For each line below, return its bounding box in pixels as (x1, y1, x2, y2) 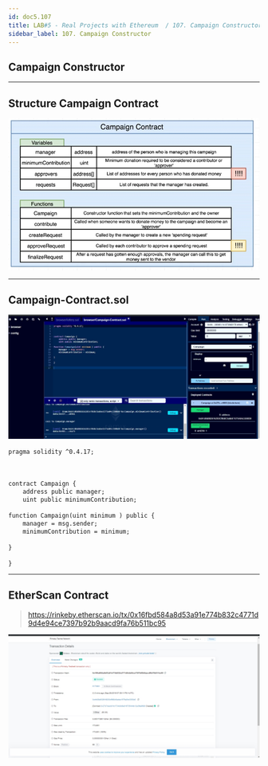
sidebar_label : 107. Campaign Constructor (8, 30, 152, 38)
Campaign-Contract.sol (8, 293, 129, 306)
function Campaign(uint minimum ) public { (8, 511, 156, 519)
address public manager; (22, 488, 105, 496)
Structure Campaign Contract (8, 97, 159, 110)
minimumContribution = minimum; (22, 527, 130, 535)
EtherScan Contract (8, 589, 109, 602)
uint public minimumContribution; (22, 496, 137, 503)
